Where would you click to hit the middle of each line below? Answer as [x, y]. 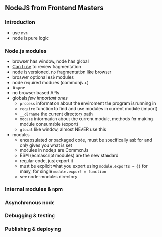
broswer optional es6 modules [43, 77]
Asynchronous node [30, 202]
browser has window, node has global [51, 61]
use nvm [20, 33]
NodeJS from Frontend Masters [54, 8]
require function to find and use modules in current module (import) [89, 108]
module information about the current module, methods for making [86, 119]
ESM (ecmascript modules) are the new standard [69, 155]
